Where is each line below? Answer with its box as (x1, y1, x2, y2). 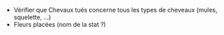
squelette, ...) (13, 13, 51, 21)
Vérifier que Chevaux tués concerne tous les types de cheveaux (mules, (13, 6, 218, 14)
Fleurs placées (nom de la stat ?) (13, 21, 106, 28)
